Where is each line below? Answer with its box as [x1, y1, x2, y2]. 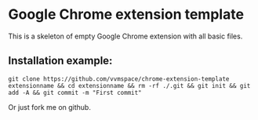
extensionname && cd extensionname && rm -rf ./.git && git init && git [8, 82, 251, 89]
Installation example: [8, 54, 113, 67]
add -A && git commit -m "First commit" [8, 89, 143, 96]
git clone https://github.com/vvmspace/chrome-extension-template [8, 75, 230, 83]
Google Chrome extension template [8, 5, 245, 24]
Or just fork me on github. [8, 102, 92, 111]
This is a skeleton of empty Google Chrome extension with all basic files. [8, 31, 243, 41]
